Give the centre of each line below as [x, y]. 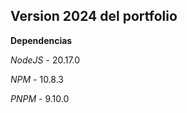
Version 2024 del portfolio [94, 16]
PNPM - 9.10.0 [40, 98]
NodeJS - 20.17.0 [45, 60]
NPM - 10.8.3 [37, 79]
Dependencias [41, 40]
